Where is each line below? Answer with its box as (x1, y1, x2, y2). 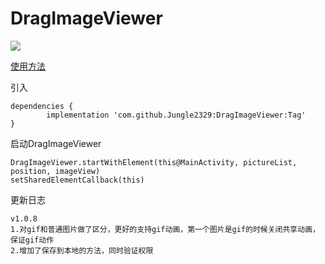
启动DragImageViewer (10, 137, 102, 149)
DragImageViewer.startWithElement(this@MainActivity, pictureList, (10, 157, 298, 167)
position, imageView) (10, 166, 101, 176)
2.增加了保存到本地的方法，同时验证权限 (10, 245, 154, 256)
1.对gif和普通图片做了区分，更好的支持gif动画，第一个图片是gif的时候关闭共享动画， (10, 224, 320, 234)
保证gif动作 (10, 235, 55, 245)
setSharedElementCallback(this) (10, 175, 145, 185)
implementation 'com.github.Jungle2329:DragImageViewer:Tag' (46, 110, 307, 120)
